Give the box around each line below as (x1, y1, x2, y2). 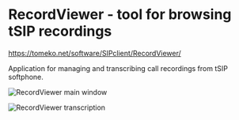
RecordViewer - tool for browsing (8, 6, 232, 24)
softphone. (8, 72, 44, 81)
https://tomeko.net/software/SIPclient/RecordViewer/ (8, 48, 182, 58)
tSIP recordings (8, 22, 112, 40)
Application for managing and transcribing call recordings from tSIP (8, 63, 228, 73)
